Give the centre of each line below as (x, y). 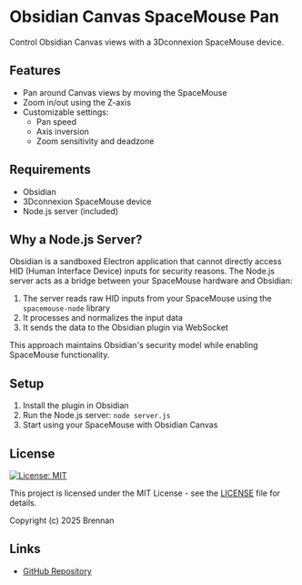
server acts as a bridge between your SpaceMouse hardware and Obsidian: (151, 281)
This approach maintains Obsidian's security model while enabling (134, 345)
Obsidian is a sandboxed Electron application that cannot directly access (146, 262)
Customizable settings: (65, 112)
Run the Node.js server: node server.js (96, 416)
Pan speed (56, 121)
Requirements (50, 170)
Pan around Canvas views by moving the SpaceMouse (125, 92)
